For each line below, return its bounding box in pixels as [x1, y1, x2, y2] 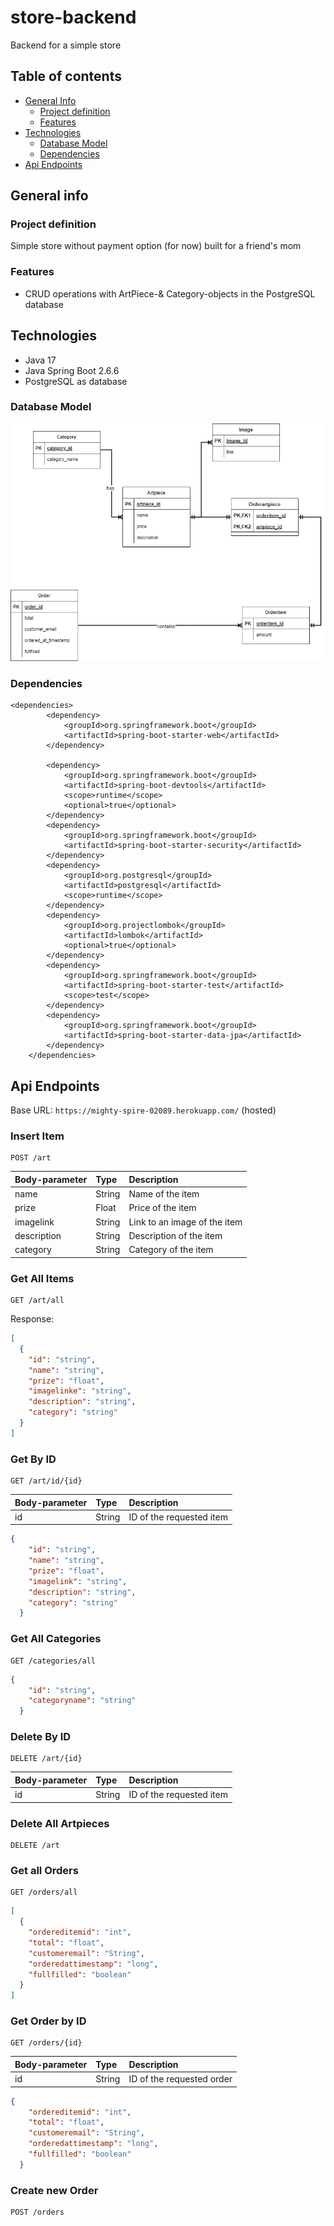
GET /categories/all [10, 1656, 97, 1666]
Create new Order [10, 2183, 99, 2197]
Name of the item [128, 1188, 200, 1200]
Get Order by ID [10, 2014, 87, 2028]
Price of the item [128, 1202, 197, 1214]
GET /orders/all [10, 1887, 78, 1898]
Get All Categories [10, 1632, 102, 1646]
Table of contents [10, 68, 122, 85]
